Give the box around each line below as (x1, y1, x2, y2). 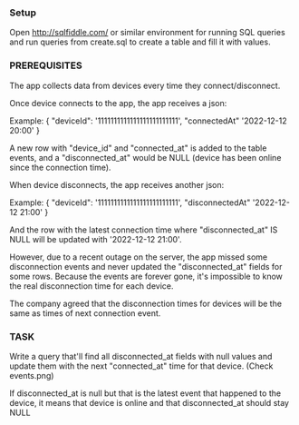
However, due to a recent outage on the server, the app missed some (9, 252, 268, 262)
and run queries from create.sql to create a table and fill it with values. (9, 36, 271, 47)
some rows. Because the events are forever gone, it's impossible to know (9, 271, 283, 282)
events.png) (9, 370, 54, 381)
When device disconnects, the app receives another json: (9, 179, 225, 190)
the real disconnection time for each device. (9, 280, 174, 292)
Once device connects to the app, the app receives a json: (9, 97, 227, 108)
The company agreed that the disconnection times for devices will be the (9, 298, 283, 309)
